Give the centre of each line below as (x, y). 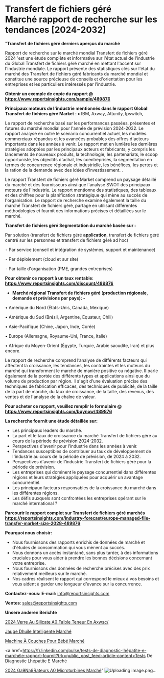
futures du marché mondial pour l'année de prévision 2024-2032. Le (74, 128)
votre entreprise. (29, 563)
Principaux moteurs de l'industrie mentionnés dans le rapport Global (76, 108)
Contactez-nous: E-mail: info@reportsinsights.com (57, 593)
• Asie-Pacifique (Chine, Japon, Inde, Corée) (50, 326)
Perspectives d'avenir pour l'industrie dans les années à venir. (75, 446)
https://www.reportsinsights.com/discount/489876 (59, 283)
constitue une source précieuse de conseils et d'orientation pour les (74, 79)
